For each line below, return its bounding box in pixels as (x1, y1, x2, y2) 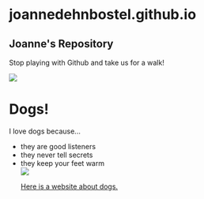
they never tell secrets (20, 150, 93, 160)
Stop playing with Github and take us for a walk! (9, 58, 164, 67)
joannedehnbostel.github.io (9, 6, 197, 24)
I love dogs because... (9, 126, 81, 136)
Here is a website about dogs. (20, 182, 118, 191)
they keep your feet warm (20, 158, 105, 167)
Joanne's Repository (9, 37, 114, 51)
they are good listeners (20, 141, 96, 151)
